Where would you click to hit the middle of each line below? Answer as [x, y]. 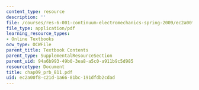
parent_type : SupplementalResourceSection [59, 56]
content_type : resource [36, 12]
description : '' [26, 17]
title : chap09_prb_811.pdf [39, 72]
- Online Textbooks [30, 39]
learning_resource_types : [38, 34]
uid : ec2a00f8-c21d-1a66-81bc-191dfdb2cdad [61, 78]
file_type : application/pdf [41, 28]
